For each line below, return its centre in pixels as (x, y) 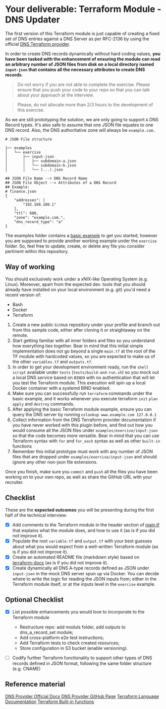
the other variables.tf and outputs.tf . (52, 361)
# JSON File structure (28, 139)
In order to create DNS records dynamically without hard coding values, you (83, 54)
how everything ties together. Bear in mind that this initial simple (78, 346)
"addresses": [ (30, 200)
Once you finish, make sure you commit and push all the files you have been (81, 471)
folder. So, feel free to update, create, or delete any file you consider (75, 246)
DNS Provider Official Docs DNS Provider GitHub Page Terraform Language (82, 696)
